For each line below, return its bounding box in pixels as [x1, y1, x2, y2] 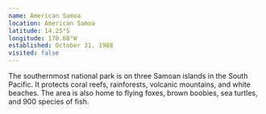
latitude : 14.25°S [8, 26, 70, 35]
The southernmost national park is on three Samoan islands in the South [8, 71, 248, 80]
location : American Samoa [8, 19, 95, 27]
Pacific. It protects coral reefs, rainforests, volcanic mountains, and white [8, 79, 251, 89]
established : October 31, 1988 [8, 42, 114, 50]
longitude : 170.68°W [8, 34, 78, 43]
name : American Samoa [8, 11, 81, 20]
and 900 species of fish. [8, 97, 89, 106]
